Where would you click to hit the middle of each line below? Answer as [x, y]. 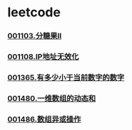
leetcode [34, 12]
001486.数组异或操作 [44, 119]
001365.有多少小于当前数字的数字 [66, 77]
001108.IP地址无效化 [43, 57]
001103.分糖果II [35, 36]
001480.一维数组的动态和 [52, 98]
